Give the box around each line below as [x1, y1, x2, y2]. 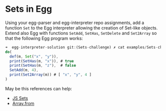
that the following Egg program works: [5, 35, 83, 41]
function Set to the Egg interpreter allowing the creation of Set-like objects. [5, 25, 158, 30]
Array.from [12, 100, 35, 106]
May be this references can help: [5, 85, 73, 91]
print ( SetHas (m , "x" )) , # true [9, 58, 74, 63]
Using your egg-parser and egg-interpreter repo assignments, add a [5, 20, 144, 26]
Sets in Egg [5, 3, 52, 15]
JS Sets [12, 95, 28, 101]
